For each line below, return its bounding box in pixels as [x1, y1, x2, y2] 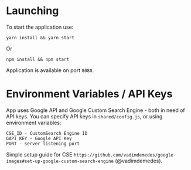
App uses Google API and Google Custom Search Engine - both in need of [6, 107, 186, 114]
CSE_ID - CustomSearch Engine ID [6, 130, 88, 136]
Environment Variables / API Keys [6, 87, 173, 101]
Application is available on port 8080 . [6, 66, 94, 74]
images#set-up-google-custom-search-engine [6, 158, 114, 164]
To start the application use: [6, 23, 74, 30]
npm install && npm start [6, 56, 69, 62]
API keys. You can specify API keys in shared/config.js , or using [6, 113, 163, 120]
